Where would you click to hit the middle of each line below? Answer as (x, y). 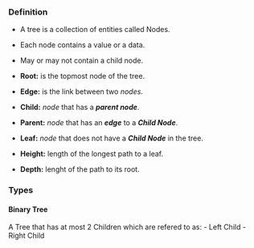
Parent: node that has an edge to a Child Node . (99, 123)
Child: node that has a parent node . (80, 108)
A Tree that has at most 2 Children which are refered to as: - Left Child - (127, 227)
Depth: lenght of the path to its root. (80, 169)
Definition (28, 12)
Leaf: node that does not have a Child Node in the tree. (111, 138)
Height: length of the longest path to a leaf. (92, 154)
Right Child (27, 236)
